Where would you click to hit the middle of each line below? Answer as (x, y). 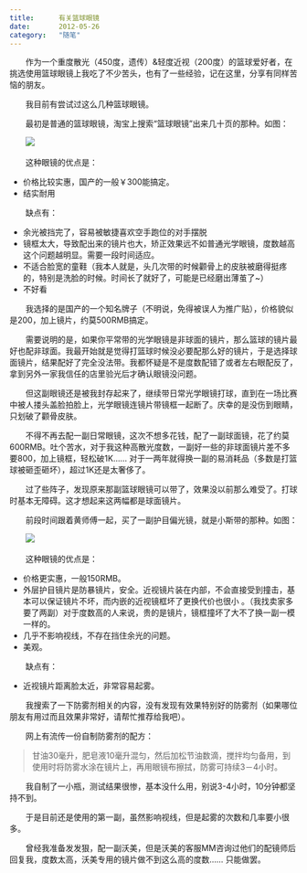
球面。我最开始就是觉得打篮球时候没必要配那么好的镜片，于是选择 (165, 351)
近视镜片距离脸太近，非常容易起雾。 (91, 686)
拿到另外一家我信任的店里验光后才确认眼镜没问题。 (106, 374)
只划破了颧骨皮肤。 (46, 416)
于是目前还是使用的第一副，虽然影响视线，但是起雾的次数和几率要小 (153, 817)
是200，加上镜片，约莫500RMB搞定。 (81, 320)
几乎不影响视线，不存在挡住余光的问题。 (99, 635)
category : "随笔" (45, 35)
